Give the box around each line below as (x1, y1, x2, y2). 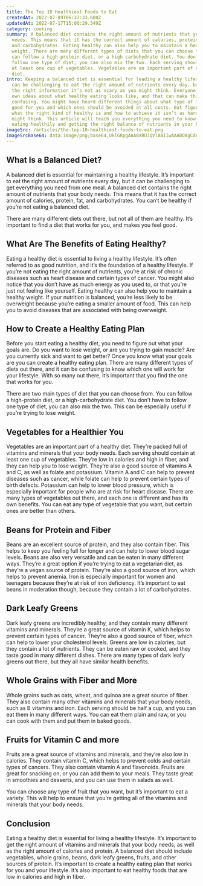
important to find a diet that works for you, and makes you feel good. (6, 221, 178, 229)
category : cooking (6, 25, 53, 32)
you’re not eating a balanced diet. (6, 203, 90, 210)
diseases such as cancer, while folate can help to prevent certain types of (6, 475, 190, 483)
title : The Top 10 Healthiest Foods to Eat (6, 8, 118, 15)
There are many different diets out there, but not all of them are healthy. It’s (6, 215, 193, 222)
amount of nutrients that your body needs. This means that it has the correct (6, 190, 197, 197)
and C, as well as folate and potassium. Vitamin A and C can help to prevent (6, 469, 195, 476)
